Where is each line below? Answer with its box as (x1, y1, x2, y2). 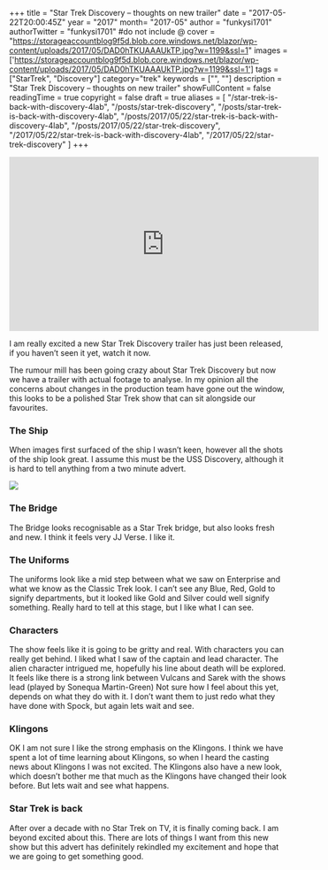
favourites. (9, 403, 49, 412)
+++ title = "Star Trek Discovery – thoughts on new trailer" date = (9, 8, 248, 18)
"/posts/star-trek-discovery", (111, 102, 217, 112)
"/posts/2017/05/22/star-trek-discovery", (71, 120, 221, 131)
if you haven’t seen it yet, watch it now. (9, 348, 151, 358)
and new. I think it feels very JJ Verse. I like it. (9, 531, 175, 543)
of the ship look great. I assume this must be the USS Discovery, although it (9, 454, 285, 465)
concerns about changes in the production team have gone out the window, (9, 384, 286, 394)
